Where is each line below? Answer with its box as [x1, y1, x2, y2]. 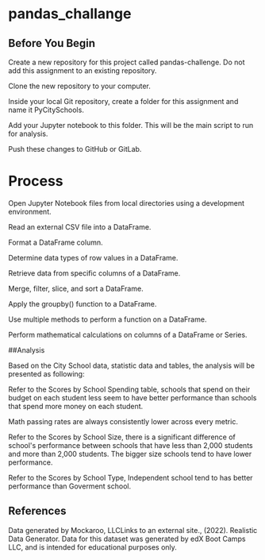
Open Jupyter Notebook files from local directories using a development [8, 198, 244, 207]
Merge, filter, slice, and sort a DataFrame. [8, 284, 144, 293]
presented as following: [8, 369, 85, 378]
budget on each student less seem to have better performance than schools [8, 392, 257, 402]
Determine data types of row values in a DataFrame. [8, 253, 179, 262]
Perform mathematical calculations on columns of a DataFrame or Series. [8, 330, 248, 339]
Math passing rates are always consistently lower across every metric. [8, 416, 238, 426]
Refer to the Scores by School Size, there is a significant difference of [8, 432, 236, 442]
